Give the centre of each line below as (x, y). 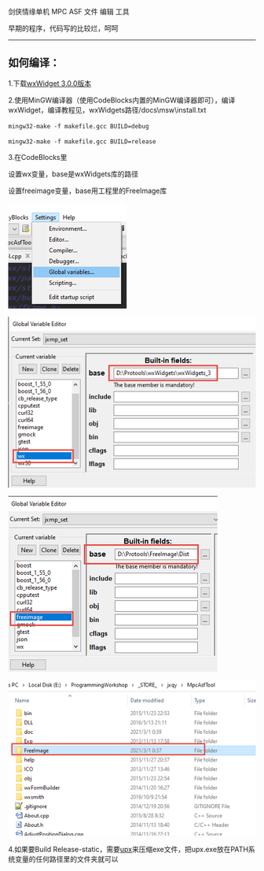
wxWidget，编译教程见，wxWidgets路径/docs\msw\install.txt (107, 109)
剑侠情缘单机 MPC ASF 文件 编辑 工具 (69, 11)
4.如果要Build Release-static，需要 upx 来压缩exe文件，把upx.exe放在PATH (128, 850)
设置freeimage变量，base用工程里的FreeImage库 (88, 191)
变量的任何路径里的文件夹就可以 (66, 859)
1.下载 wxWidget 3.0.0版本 (50, 83)
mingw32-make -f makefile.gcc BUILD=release (82, 141)
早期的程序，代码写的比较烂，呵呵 (63, 28)
